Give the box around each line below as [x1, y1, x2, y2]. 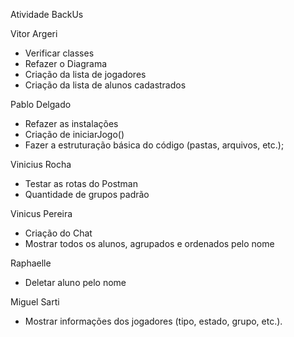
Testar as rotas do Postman [24, 178, 138, 189]
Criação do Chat [24, 227, 93, 239]
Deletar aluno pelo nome [24, 277, 127, 288]
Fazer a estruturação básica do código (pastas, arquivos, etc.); [24, 139, 285, 151]
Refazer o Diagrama [24, 58, 108, 69]
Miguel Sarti [10, 296, 60, 308]
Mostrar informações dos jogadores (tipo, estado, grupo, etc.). [24, 315, 283, 327]
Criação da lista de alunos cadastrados [24, 79, 187, 91]
